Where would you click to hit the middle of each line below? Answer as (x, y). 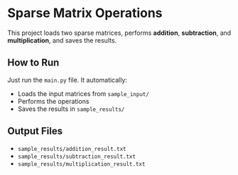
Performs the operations (53, 101)
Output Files (35, 131)
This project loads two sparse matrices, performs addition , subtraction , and (119, 33)
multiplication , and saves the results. (62, 40)
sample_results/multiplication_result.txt (81, 164)
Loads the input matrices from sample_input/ (83, 93)
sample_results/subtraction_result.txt (77, 157)
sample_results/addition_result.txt (72, 149)
